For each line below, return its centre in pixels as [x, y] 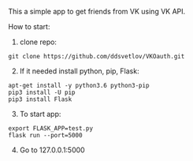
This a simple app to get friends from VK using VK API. [97, 11]
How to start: [29, 26]
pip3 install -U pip [42, 92]
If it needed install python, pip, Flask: [79, 71]
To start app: [40, 114]
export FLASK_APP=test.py [50, 129]
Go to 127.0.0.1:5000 [52, 150]
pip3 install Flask [40, 99]
